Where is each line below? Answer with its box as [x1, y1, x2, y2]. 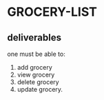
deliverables [7, 32, 62, 43]
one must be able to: [7, 50, 65, 58]
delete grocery [17, 78, 60, 86]
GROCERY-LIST [7, 4, 98, 20]
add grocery [17, 63, 53, 71]
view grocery [17, 70, 55, 79]
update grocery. [17, 86, 63, 93]
